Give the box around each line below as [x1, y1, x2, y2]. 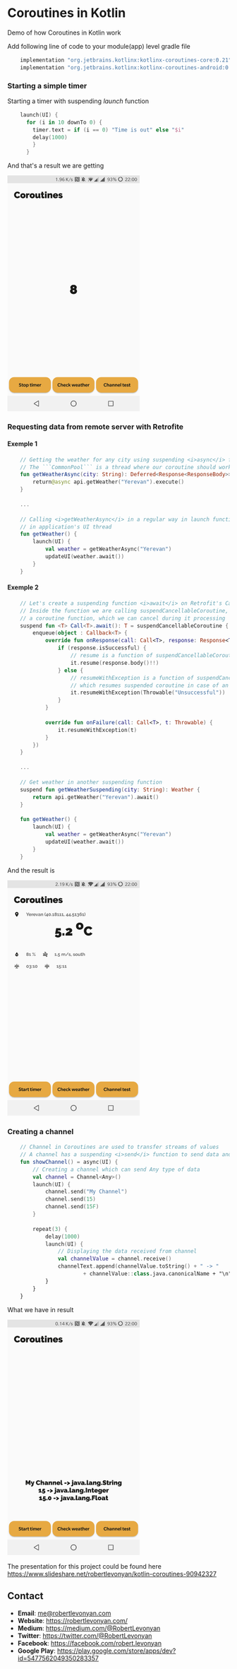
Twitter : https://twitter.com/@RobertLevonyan [17, 1631, 152, 1640]
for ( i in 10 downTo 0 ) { [25, 119, 102, 126]
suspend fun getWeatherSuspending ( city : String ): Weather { [20, 786, 200, 793]
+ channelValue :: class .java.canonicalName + [83, 1270, 217, 1278]
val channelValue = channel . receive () [57, 1256, 172, 1263]
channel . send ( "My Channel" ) [44, 1189, 128, 1196]
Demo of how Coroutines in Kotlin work [7, 28, 121, 37]
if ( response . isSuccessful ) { [57, 644, 147, 651]
